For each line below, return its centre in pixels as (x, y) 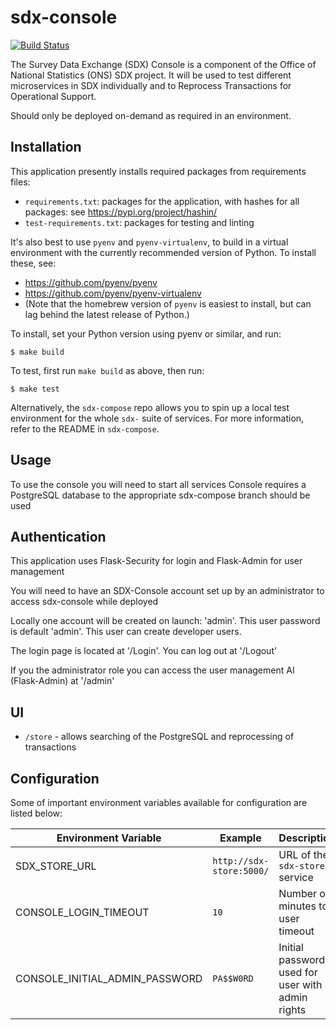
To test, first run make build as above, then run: (107, 370)
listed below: (36, 813)
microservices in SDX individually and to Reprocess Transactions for (151, 85)
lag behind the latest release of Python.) (107, 314)
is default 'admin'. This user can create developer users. (126, 632)
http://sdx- (241, 861)
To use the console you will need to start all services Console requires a (158, 484)
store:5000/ (241, 871)
